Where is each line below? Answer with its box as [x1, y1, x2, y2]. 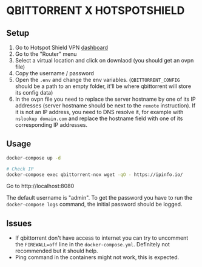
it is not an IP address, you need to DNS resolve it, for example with [15, 109, 184, 115]
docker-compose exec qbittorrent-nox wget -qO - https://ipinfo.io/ [6, 171, 183, 178]
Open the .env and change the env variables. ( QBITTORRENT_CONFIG [15, 76, 180, 83]
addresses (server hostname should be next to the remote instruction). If [15, 102, 196, 109]
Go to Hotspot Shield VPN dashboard [15, 44, 108, 51]
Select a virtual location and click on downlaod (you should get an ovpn [15, 57, 194, 64]
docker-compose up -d [6, 155, 61, 161]
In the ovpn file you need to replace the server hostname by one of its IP [15, 95, 196, 103]
